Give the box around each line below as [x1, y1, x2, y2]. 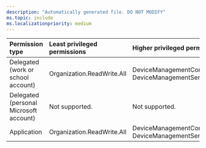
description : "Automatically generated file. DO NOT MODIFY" [6, 9, 166, 15]
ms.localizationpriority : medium [6, 20, 92, 26]
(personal [9, 99, 37, 107]
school [9, 73, 29, 82]
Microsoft [9, 106, 37, 115]
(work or [9, 66, 34, 74]
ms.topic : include [6, 15, 53, 21]
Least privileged [48, 40, 98, 49]
